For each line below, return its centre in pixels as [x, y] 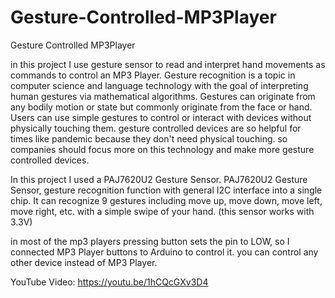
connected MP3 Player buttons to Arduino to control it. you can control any [164, 252]
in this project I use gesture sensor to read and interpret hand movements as [168, 64]
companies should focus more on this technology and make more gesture [162, 149]
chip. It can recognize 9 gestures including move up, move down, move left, [166, 200]
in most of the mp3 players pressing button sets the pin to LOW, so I [150, 241]
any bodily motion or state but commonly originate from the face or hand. [161, 107]
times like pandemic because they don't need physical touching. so [149, 138]
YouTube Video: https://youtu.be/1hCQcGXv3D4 [109, 282]
